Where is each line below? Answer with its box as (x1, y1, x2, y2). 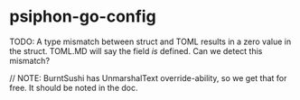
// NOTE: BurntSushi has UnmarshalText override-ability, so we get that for (9, 72, 287, 83)
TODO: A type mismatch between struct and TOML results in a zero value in (9, 36, 292, 47)
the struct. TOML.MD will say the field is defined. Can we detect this (9, 45, 263, 56)
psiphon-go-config (9, 6, 156, 27)
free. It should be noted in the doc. (9, 82, 138, 93)
